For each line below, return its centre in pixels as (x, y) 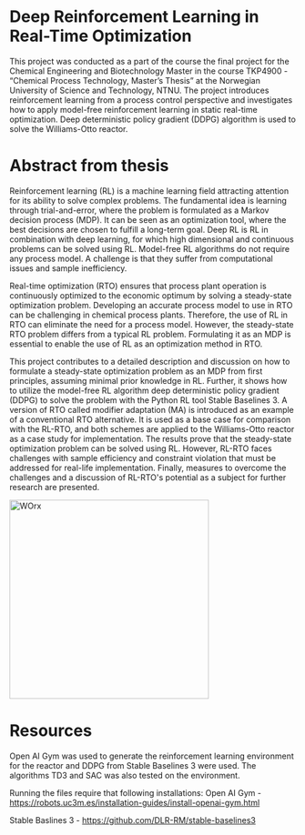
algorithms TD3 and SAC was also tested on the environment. (125, 775)
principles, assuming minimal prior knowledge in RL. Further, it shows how (148, 380)
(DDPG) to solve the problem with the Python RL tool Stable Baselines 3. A (148, 400)
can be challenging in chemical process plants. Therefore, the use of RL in (149, 315)
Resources (51, 731)
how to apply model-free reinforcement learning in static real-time (133, 109)
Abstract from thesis (89, 166)
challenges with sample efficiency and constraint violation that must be (142, 458)
